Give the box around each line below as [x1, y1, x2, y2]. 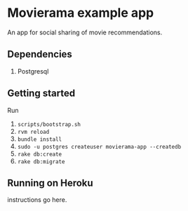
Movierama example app [7, 5, 154, 21]
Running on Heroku [7, 177, 93, 189]
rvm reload [17, 128, 50, 135]
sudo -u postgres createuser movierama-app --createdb [17, 143, 182, 150]
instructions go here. [7, 196, 67, 204]
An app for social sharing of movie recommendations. [7, 28, 163, 36]
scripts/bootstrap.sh [17, 121, 81, 128]
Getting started [7, 88, 76, 100]
